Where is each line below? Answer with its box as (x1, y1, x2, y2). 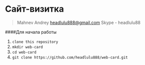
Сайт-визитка (5, 3, 64, 15)
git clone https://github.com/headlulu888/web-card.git (12, 55, 128, 60)
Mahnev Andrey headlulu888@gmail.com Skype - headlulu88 (17, 20, 141, 25)
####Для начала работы (5, 29, 57, 35)
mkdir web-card (12, 44, 43, 49)
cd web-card (12, 50, 36, 55)
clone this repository (12, 39, 58, 44)
